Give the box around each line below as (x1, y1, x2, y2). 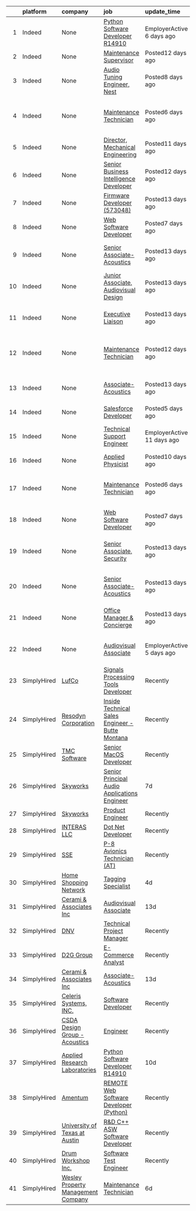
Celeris (61, 992, 82, 1000)
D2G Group (61, 951, 93, 959)
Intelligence (103, 175, 136, 183)
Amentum (61, 1094, 89, 1102)
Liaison (103, 317, 124, 325)
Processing (103, 673, 135, 681)
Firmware (103, 191, 130, 200)
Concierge (103, 621, 132, 629)
